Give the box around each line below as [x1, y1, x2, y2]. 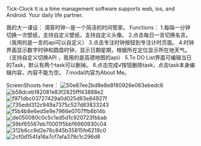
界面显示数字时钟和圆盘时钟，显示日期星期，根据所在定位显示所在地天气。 [6, 46, 190, 53]
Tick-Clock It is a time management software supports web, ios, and [6, 5, 175, 12]
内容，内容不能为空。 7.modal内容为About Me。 [11, 69, 130, 76]
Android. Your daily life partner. [6, 11, 83, 19]
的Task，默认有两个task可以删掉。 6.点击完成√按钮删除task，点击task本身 [6, 61, 190, 68]
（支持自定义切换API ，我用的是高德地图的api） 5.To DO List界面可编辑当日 [6, 54, 192, 61]
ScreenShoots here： [6, 82, 59, 89]
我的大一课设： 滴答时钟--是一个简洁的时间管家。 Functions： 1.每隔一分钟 [6, 24, 191, 31]
